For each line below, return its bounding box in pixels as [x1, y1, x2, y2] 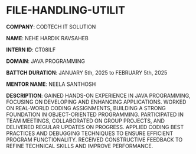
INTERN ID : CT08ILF [6, 46, 56, 53]
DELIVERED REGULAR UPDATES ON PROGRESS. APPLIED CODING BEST [6, 123, 184, 130]
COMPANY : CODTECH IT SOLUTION [6, 23, 96, 30]
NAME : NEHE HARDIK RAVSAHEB [6, 34, 89, 41]
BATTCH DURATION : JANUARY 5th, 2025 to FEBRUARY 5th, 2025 [6, 69, 168, 76]
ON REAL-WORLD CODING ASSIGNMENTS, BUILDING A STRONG [6, 104, 166, 111]
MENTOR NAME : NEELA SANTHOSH [6, 81, 96, 88]
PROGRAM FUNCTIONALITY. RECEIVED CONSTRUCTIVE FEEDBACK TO [6, 136, 183, 143]
